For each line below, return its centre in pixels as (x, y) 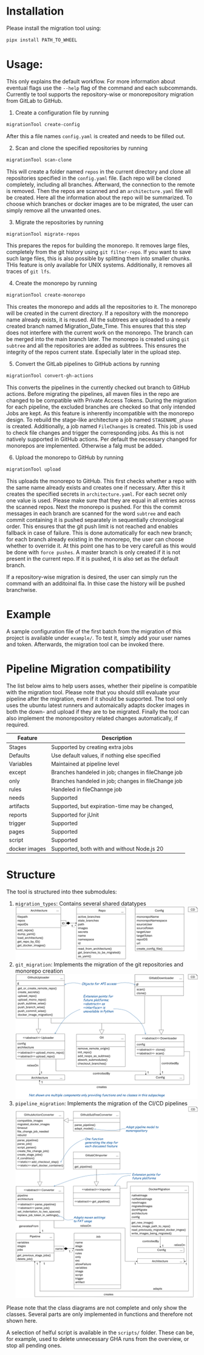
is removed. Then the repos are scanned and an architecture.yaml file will (100, 191)
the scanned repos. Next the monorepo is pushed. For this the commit (94, 507)
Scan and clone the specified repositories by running (81, 148)
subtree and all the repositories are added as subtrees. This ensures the (96, 346)
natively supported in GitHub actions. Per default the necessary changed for (102, 439)
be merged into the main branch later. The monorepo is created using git (98, 339)
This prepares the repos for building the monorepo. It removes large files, (98, 245)
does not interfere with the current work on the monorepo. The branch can (100, 333)
